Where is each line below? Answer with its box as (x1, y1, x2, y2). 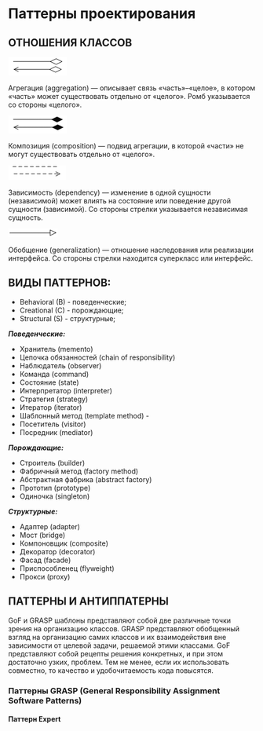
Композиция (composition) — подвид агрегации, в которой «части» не (8, 141, 244, 150)
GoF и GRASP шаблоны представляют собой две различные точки (8, 616, 232, 625)
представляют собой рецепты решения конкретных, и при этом (8, 649, 224, 658)
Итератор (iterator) (19, 402, 82, 412)
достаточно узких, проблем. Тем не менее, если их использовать (8, 657, 230, 667)
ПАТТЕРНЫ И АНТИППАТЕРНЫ (8, 594, 169, 609)
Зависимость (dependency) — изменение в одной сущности (8, 188, 211, 197)
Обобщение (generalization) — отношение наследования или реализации (8, 245, 254, 254)
